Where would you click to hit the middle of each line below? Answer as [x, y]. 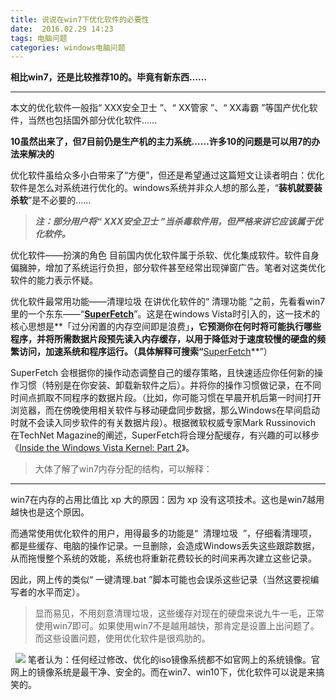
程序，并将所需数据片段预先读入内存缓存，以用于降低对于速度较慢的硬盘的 [163, 339]
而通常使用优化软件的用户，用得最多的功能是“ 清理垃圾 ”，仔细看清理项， [164, 533]
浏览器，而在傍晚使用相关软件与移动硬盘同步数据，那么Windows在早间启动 [165, 410]
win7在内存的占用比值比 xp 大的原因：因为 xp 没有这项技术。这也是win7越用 [167, 500]
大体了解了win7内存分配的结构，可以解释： [123, 469]
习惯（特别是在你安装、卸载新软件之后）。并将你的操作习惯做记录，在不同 [170, 385]
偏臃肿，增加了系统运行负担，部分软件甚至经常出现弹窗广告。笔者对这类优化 [168, 268]
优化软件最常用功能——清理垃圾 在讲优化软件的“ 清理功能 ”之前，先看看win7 [168, 302]
